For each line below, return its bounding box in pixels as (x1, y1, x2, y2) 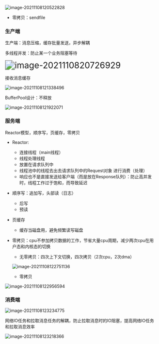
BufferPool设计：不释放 (5, 95, 52, 101)
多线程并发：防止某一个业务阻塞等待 (5, 50, 78, 56)
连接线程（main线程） (19, 149, 64, 155)
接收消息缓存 (5, 75, 31, 81)
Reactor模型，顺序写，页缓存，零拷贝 (5, 129, 80, 136)
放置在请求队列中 (19, 161, 54, 167)
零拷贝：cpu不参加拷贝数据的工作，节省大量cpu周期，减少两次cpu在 (12, 237, 150, 243)
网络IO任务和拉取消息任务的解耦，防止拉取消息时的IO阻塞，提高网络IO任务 (5, 317, 154, 323)
